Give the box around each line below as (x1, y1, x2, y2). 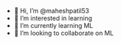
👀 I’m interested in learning (13, 14, 93, 22)
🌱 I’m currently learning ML (13, 22, 93, 29)
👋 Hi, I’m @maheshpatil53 (13, 7, 90, 15)
